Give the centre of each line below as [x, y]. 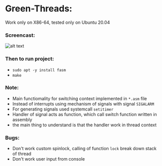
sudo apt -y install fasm [39, 70]
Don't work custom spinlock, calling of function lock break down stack [84, 149]
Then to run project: [30, 59]
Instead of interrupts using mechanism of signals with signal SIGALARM [83, 104]
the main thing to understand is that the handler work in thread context [84, 125]
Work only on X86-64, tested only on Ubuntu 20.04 [57, 22]
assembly [22, 119]
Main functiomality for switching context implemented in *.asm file [80, 98]
